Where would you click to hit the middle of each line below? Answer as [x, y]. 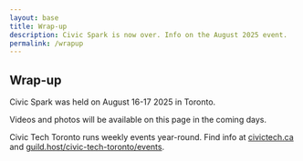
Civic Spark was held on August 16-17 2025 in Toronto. [113, 102]
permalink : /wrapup [47, 43]
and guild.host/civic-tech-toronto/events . [87, 147]
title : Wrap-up [38, 26]
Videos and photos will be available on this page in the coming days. [138, 120]
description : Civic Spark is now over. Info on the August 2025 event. [148, 35]
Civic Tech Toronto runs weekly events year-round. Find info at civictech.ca [151, 137]
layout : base [34, 18]
